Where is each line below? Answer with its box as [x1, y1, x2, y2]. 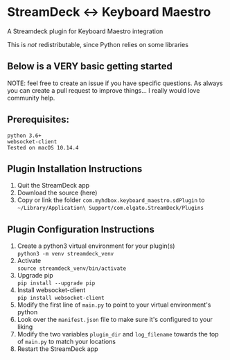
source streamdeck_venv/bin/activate [17, 265, 127, 272]
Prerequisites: [7, 114, 69, 125]
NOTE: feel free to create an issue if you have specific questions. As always [7, 79, 223, 87]
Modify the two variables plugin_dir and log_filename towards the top [17, 330, 220, 339]
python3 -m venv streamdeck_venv [17, 251, 114, 258]
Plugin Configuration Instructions [7, 223, 154, 235]
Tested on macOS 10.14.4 [7, 144, 79, 151]
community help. [7, 93, 55, 102]
